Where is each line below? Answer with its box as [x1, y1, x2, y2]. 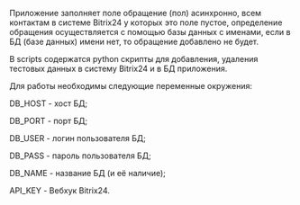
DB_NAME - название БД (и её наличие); [9, 168, 167, 178]
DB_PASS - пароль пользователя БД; [9, 150, 151, 161]
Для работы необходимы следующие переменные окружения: [9, 81, 253, 91]
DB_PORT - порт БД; [9, 116, 88, 126]
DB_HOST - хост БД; [9, 98, 88, 109]
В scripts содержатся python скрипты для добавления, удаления [9, 54, 259, 64]
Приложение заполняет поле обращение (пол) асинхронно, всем [9, 8, 262, 18]
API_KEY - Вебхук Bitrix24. [9, 185, 111, 196]
